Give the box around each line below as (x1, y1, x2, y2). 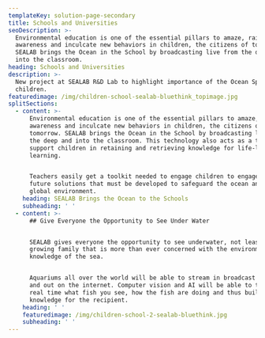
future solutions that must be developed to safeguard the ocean (28, 180, 248, 188)
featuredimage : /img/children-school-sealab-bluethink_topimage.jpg (8, 93, 238, 101)
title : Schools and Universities (8, 19, 118, 27)
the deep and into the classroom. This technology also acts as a (28, 136, 252, 145)
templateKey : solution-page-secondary (8, 11, 136, 20)
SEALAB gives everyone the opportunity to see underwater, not (28, 238, 242, 246)
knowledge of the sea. (28, 253, 104, 261)
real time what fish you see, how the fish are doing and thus (28, 288, 242, 297)
